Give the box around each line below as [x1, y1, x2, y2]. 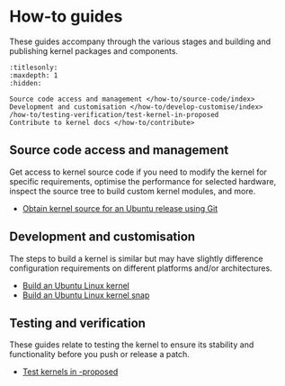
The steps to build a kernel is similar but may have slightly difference [9, 253, 263, 264]
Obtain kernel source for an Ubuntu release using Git [22, 202, 218, 213]
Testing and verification [9, 315, 147, 330]
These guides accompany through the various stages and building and [9, 36, 272, 47]
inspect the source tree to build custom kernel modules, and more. [9, 185, 256, 196]
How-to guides [9, 6, 123, 27]
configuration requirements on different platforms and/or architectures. [9, 263, 272, 274]
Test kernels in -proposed [22, 366, 119, 377]
